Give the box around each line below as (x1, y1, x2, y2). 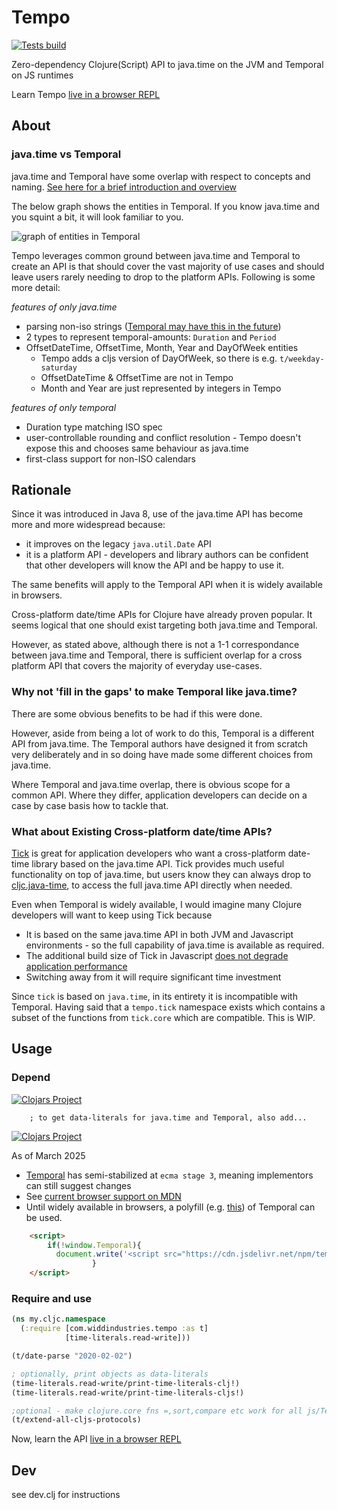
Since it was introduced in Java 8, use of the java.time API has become (11, 508, 304, 520)
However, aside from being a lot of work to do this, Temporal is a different (11, 727, 315, 739)
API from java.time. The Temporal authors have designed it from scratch (11, 737, 309, 750)
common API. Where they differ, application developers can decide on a (11, 789, 308, 801)
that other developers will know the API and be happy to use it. (25, 559, 284, 571)
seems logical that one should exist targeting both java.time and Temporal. (11, 619, 318, 631)
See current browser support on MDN (25, 1190, 182, 1202)
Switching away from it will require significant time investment (25, 971, 282, 983)
